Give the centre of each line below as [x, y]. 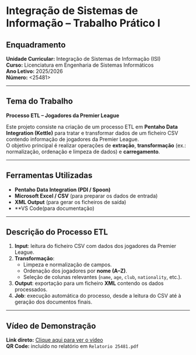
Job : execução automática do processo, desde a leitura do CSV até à [98, 296]
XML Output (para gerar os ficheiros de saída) [70, 202]
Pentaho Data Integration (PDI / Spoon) [62, 189]
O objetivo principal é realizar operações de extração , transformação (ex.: [96, 145]
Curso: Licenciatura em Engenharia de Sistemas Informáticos [80, 65]
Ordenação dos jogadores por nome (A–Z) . [75, 271]
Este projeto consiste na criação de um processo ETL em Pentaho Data [92, 126]
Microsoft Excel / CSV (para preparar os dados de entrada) [86, 196]
